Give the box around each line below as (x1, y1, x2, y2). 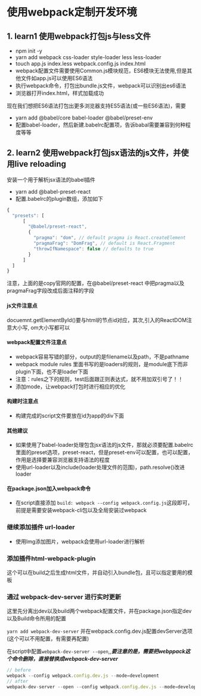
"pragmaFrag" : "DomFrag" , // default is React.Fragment (33, 240, 175, 247)
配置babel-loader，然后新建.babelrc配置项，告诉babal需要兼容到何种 (15, 121, 186, 128)
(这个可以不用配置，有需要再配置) (7, 635, 89, 642)
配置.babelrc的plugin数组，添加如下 (15, 195, 104, 202)
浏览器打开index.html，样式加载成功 (15, 90, 104, 96)
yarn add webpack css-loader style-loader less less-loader (15, 54, 162, 60)
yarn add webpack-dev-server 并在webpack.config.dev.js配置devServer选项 (7, 628, 193, 635)
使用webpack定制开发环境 (7, 5, 137, 19)
